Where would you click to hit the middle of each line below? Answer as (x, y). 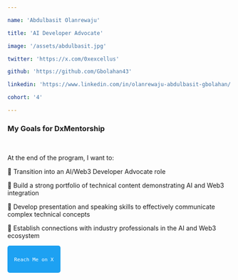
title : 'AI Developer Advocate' (55, 33)
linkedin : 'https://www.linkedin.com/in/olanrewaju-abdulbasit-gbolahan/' (121, 85)
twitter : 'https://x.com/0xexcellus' (63, 59)
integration (23, 193)
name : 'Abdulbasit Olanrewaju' (54, 20)
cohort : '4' (25, 98)
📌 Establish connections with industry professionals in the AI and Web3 (112, 228)
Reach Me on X (34, 259)
